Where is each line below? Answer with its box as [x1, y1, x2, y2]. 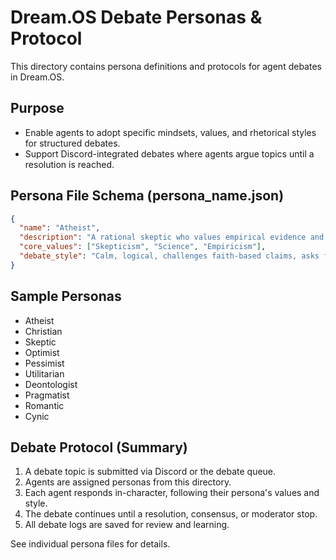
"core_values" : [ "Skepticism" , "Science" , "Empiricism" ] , [19, 242, 267, 252]
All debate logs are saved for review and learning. [24, 519, 230, 531]
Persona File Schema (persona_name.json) [10, 187, 285, 205]
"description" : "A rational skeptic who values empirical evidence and [19, 232, 325, 243]
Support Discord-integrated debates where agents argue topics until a [24, 147, 315, 160]
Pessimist [24, 357, 65, 369]
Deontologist [24, 378, 78, 390]
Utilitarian [24, 367, 65, 380]
